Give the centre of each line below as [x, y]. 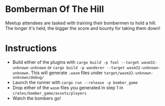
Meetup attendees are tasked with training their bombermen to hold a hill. [81, 23]
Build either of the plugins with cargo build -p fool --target [76, 62]
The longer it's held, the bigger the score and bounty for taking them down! [83, 28]
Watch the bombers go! [36, 98]
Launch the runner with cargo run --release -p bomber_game [75, 82]
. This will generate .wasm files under [66, 73]
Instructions [31, 49]
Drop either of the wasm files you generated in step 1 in [68, 88]
